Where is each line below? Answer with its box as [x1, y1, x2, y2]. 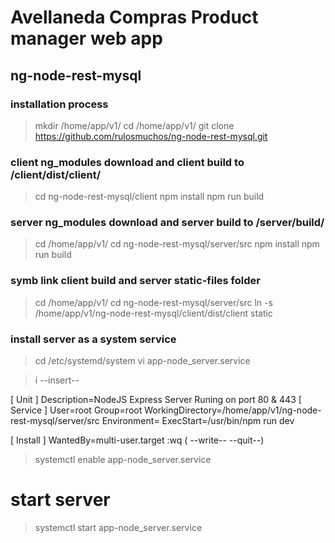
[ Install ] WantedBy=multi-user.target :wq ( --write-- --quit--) [10, 434, 265, 446]
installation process [10, 97, 109, 111]
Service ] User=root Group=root [10, 404, 143, 416]
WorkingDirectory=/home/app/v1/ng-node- [144, 404, 322, 416]
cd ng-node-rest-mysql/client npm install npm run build [34, 191, 265, 203]
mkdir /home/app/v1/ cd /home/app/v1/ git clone [34, 119, 235, 131]
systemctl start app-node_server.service [34, 522, 203, 533]
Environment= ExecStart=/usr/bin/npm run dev [101, 415, 295, 427]
